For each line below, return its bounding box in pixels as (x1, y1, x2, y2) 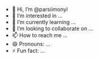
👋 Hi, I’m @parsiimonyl (11, 6, 68, 13)
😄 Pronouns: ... (11, 40, 51, 48)
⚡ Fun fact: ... (11, 47, 45, 54)
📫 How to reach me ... (11, 32, 68, 39)
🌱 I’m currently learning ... (11, 19, 76, 25)
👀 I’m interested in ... (11, 12, 63, 19)
